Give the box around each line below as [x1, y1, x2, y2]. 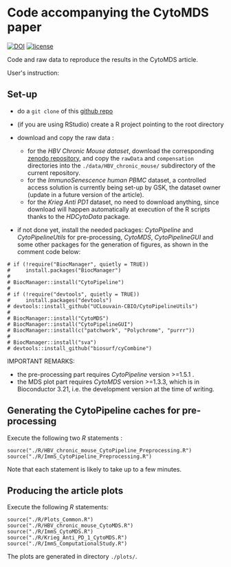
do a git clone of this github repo [16, 106, 113, 115]
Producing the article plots [7, 485, 124, 496]
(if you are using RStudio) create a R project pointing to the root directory [16, 120, 224, 128]
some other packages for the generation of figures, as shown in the [16, 240, 208, 248]
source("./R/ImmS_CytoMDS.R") [7, 529, 94, 535]
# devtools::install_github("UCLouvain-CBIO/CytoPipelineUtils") [7, 303, 198, 310]
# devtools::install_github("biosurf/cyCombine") [7, 345, 153, 351]
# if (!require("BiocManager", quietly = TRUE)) [7, 261, 149, 268]
